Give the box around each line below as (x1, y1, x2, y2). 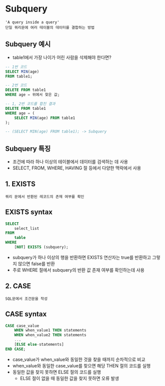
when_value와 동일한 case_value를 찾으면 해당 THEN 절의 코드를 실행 (12, 362, 151, 368)
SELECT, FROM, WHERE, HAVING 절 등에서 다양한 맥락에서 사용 (12, 165, 141, 171)
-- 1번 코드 (5, 64, 27, 70)
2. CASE (5, 282, 31, 290)
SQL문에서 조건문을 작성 (5, 296, 48, 301)
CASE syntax (5, 310, 47, 318)
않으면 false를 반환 (18, 261, 55, 267)
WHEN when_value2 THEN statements (14, 333, 87, 338)
